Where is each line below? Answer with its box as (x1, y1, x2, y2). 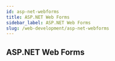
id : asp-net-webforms (6, 8, 60, 15)
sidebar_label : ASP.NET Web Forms (6, 20, 91, 25)
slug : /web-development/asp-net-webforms (6, 25, 110, 31)
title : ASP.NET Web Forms (6, 14, 70, 20)
